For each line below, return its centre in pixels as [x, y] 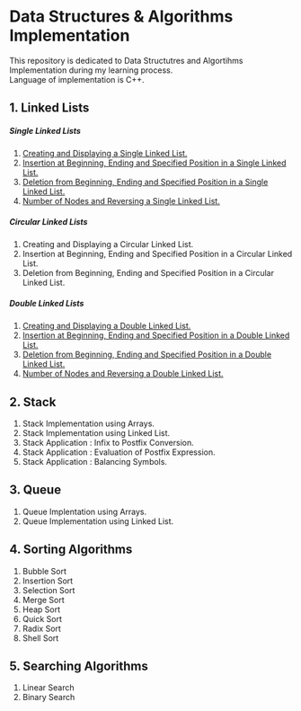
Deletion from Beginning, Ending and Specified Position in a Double [147, 355]
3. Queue [35, 490]
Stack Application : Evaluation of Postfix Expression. [119, 452]
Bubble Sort [44, 571]
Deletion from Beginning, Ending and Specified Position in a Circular [148, 273]
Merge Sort [43, 600]
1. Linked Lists [49, 108]
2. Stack [33, 402]
